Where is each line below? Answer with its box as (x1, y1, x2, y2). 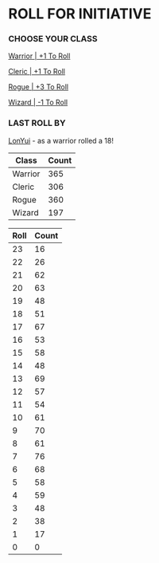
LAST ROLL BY (8, 117, 66, 128)
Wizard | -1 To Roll (8, 97, 68, 108)
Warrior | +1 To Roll (8, 51, 71, 61)
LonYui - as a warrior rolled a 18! (8, 136, 114, 145)
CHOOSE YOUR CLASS (8, 33, 98, 45)
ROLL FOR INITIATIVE (8, 5, 152, 23)
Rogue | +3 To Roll (8, 82, 69, 92)
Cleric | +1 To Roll (8, 67, 66, 77)
